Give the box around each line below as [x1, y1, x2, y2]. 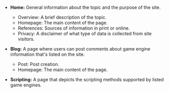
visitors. [17, 36, 35, 42]
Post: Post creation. [17, 61, 59, 67]
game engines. [10, 82, 42, 88]
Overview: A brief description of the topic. [17, 14, 107, 20]
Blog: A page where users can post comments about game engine [10, 46, 151, 52]
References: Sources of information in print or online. [17, 25, 130, 31]
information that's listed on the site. [10, 51, 85, 57]
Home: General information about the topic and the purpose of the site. [10, 5, 161, 10]
